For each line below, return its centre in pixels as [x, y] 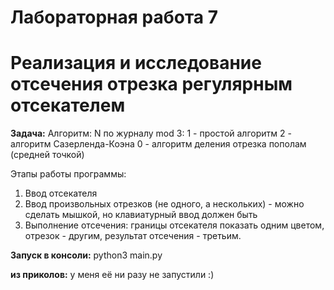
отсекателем [68, 105]
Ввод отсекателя [61, 193]
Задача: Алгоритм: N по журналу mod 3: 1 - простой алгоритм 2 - [151, 133]
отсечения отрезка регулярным [151, 84]
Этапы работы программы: [68, 174]
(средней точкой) [47, 155]
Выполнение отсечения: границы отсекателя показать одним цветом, [174, 225]
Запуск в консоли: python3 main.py [86, 255]
